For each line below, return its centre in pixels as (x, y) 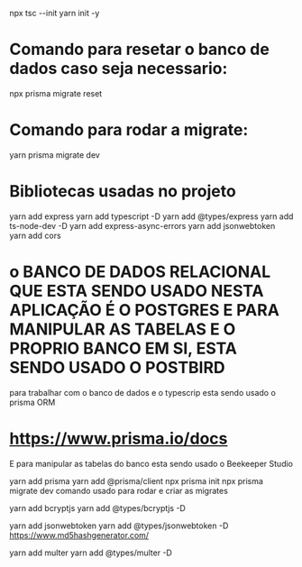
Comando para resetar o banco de (140, 50)
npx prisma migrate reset (56, 93)
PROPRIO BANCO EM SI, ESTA (123, 348)
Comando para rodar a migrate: (129, 130)
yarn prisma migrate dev (55, 155)
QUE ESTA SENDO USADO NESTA (137, 291)
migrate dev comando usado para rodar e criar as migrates (119, 490)
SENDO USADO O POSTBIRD (117, 368)
